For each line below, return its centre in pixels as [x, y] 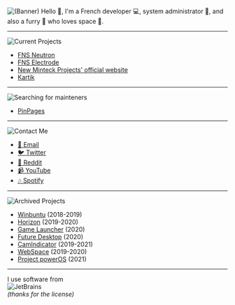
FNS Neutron [36, 55]
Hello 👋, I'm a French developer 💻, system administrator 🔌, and [132, 11]
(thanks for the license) [41, 294]
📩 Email [28, 144]
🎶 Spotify [30, 180]
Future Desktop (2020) [50, 237]
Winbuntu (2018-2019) [50, 214]
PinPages [31, 111]
